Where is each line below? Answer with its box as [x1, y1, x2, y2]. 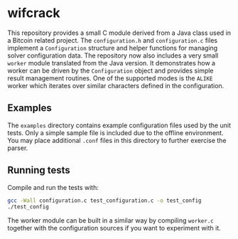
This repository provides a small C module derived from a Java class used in [7, 28, 231, 37]
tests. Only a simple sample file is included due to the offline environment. [7, 128, 224, 137]
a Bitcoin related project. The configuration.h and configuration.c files [7, 36, 218, 44]
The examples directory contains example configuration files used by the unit [7, 121, 231, 129]
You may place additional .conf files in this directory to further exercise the [7, 136, 227, 144]
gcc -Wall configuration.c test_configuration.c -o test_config [7, 197, 202, 204]
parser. [7, 144, 28, 152]
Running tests [7, 164, 71, 176]
